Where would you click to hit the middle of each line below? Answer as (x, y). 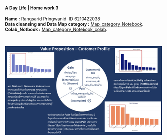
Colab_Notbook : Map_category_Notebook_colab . (56, 30)
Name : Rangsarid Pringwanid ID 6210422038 (53, 19)
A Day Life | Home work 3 (32, 8)
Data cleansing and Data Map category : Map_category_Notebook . (74, 24)
